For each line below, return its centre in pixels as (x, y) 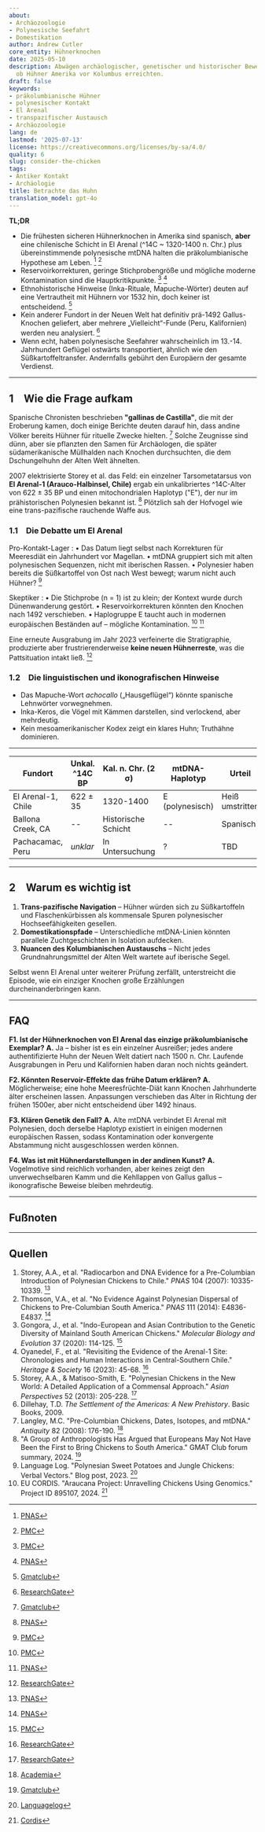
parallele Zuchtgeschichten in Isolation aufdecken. (102, 940)
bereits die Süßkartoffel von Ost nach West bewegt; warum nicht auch (123, 573)
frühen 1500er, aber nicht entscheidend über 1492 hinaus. (103, 1105)
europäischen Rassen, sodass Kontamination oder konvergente (111, 1137)
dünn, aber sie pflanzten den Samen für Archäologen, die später (113, 443)
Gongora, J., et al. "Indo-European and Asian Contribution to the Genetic (138, 1325)
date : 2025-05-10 (37, 60)
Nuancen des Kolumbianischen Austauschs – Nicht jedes (115, 948)
